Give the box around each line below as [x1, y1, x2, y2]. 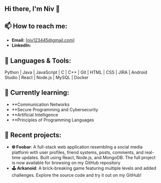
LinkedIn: [11, 42, 31, 49]
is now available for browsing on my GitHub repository [11, 160, 121, 166]
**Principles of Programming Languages [11, 117, 94, 123]
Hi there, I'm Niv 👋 [4, 5, 60, 13]
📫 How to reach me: [4, 22, 68, 30]
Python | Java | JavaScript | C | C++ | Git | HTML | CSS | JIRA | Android [4, 69, 147, 75]
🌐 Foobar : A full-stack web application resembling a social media [11, 144, 143, 150]
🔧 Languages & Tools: [4, 56, 72, 65]
